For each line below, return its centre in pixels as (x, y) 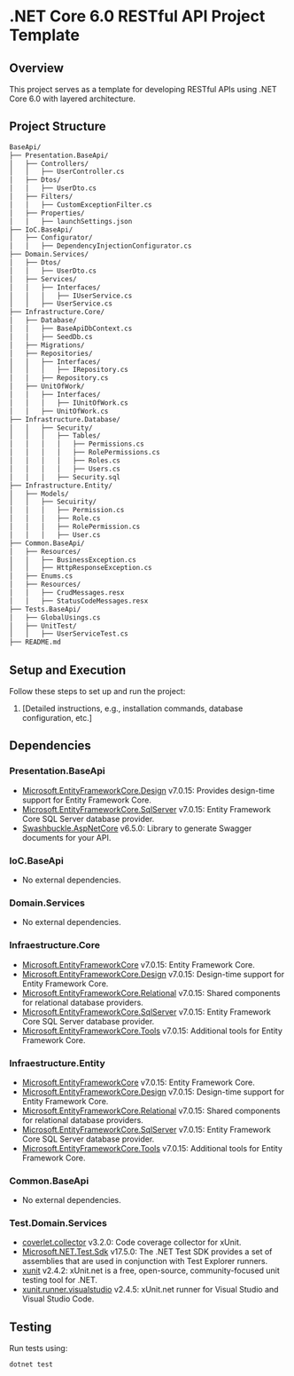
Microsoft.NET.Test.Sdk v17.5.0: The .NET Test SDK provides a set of (147, 1252)
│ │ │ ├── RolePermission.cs (75, 527)
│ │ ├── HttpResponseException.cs (81, 568)
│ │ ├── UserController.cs (67, 172)
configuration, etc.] (57, 718)
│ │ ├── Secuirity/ (53, 502)
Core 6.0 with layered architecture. (72, 99)
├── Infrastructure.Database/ (65, 419)
